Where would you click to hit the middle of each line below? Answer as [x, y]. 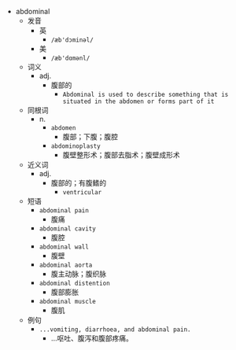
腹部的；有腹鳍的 [79, 183]
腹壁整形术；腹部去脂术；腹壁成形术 [121, 155]
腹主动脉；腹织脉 [79, 274]
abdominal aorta [66, 265]
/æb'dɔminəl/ [72, 40]
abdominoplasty [76, 146]
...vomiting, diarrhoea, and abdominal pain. [115, 330]
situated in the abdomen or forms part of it [138, 101]
